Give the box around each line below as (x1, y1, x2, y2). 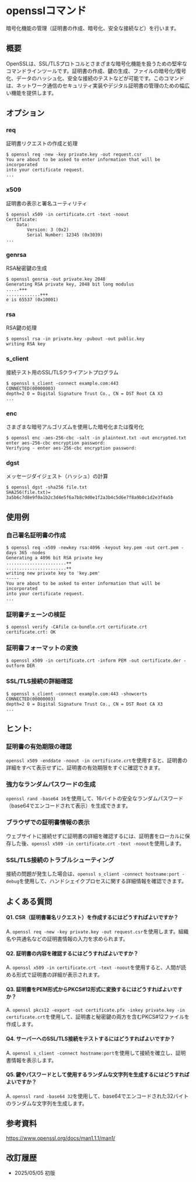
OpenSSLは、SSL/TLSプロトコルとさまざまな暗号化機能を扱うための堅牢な (6, 60, 188, 67)
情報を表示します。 (10, 1056, 57, 1064)
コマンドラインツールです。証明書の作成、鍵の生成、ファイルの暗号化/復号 (6, 67, 187, 74)
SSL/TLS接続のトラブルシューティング (6, 856, 114, 864)
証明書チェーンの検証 (6, 610, 66, 619)
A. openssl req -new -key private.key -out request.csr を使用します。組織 (6, 927, 189, 935)
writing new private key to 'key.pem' (6, 570, 100, 576)
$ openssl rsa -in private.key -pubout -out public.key (6, 336, 145, 342)
